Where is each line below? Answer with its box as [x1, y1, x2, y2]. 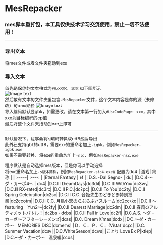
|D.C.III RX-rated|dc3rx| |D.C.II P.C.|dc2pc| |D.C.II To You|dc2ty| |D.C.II [5, 186, 145, 192]
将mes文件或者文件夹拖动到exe [5, 60, 68, 66]
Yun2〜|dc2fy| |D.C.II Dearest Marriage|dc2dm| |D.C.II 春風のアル [27, 204, 158, 210]
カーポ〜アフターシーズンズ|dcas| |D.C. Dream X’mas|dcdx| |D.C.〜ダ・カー [5, 216, 156, 222]
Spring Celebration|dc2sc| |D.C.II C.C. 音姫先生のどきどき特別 [5, 192, 129, 198]
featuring [5, 204, 23, 210]
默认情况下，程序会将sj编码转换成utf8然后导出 [5, 136, 98, 141]
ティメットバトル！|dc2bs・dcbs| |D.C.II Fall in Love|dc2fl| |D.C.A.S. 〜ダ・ [5, 210, 156, 216]
